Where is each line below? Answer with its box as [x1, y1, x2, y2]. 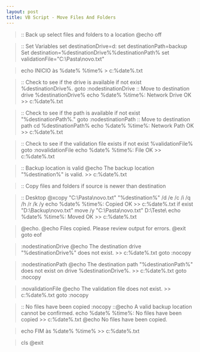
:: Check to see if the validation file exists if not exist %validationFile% [20, 140, 193, 147]
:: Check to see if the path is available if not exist [20, 109, 140, 116]
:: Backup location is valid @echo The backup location [20, 164, 155, 172]
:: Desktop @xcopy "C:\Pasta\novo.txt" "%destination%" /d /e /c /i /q [20, 194, 191, 201]
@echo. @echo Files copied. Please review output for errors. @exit [20, 224, 186, 231]
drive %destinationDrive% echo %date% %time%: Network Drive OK [20, 91, 192, 98]
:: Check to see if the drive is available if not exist [20, 79, 142, 86]
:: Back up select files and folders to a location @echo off [20, 31, 162, 38]
